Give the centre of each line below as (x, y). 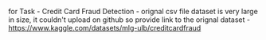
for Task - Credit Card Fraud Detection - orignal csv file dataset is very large (133, 11)
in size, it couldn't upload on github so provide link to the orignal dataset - (129, 20)
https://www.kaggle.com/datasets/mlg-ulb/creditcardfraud (105, 28)
